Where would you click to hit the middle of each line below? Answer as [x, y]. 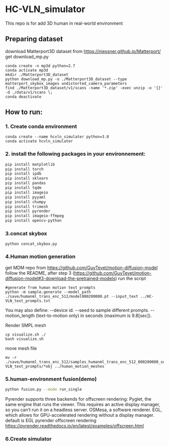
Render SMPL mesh [26, 325]
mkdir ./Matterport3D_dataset [37, 75]
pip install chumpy [26, 202]
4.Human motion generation [40, 257]
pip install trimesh [27, 207]
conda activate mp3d [27, 70]
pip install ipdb [23, 174]
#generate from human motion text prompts [50, 288]
